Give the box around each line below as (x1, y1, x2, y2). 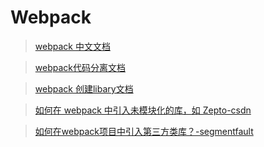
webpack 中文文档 (34, 40, 111, 52)
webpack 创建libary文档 (34, 82, 134, 95)
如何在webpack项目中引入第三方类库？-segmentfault (34, 125, 254, 137)
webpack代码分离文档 (34, 61, 126, 73)
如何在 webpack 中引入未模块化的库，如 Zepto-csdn (34, 104, 252, 116)
